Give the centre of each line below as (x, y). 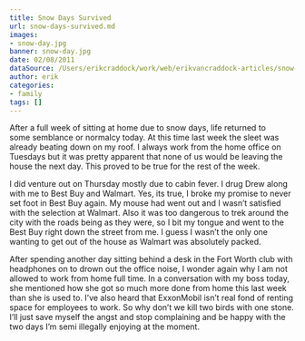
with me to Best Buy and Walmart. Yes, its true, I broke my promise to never (150, 194)
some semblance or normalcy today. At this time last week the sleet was (144, 138)
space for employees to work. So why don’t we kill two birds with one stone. (152, 307)
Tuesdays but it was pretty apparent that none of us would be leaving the (146, 157)
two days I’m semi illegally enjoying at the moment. (104, 326)
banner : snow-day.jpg (50, 52)
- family (26, 93)
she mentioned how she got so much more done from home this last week (148, 288)
